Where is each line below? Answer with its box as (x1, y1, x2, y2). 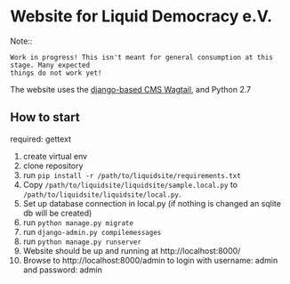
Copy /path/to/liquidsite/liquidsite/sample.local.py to (22, 179, 238, 190)
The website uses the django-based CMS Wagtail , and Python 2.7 (10, 84, 252, 94)
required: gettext (10, 134, 72, 144)
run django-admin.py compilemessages (22, 226, 162, 237)
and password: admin (22, 264, 103, 275)
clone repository (22, 160, 84, 171)
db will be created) (22, 207, 93, 218)
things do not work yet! (10, 69, 102, 77)
